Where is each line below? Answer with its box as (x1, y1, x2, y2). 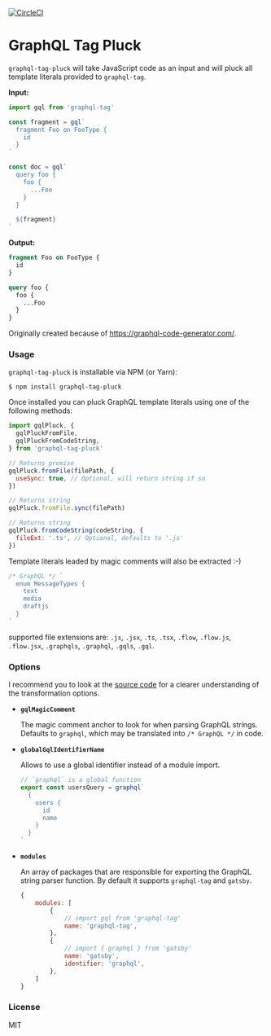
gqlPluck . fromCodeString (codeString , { (8, 526, 144, 535)
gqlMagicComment (20, 705, 76, 714)
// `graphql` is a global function (20, 776, 142, 784)
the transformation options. (8, 688, 100, 698)
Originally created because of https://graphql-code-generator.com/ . (8, 328, 237, 338)
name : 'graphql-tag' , (63, 921, 138, 930)
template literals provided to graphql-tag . (8, 72, 146, 81)
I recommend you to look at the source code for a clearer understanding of (8, 680, 260, 690)
